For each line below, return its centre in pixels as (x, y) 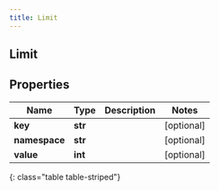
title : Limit (34, 18)
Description (130, 110)
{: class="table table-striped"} (65, 177)
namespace (39, 140)
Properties (39, 85)
